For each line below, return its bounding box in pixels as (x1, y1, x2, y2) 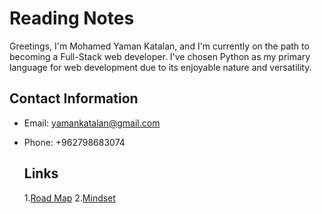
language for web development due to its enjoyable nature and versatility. (9, 61, 312, 73)
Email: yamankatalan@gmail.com (23, 117, 161, 129)
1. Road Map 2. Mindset (23, 192, 116, 204)
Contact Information (9, 90, 139, 107)
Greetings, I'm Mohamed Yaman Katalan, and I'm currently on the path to (9, 40, 310, 52)
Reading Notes (9, 7, 135, 30)
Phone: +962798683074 (23, 136, 126, 148)
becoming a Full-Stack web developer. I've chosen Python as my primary (9, 50, 311, 62)
